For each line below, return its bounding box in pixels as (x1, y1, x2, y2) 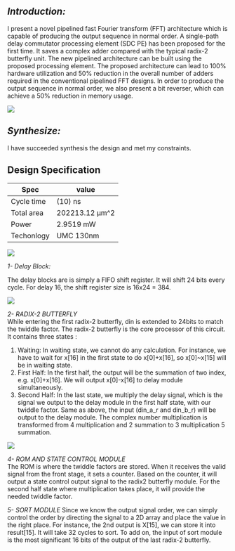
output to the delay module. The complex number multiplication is (17, 413, 208, 422)
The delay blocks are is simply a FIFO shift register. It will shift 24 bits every (7, 275, 225, 284)
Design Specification (7, 164, 101, 176)
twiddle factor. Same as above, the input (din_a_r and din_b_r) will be (17, 406, 217, 414)
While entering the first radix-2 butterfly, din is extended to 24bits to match (7, 318, 224, 326)
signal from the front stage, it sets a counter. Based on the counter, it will (7, 470, 217, 479)
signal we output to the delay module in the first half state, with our (17, 398, 211, 407)
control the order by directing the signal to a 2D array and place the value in (7, 513, 227, 522)
